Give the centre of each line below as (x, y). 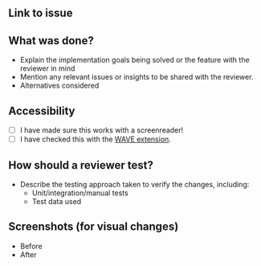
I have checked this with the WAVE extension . (95, 139)
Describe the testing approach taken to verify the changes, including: (135, 184)
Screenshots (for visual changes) (94, 227)
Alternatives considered (59, 86)
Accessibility (42, 110)
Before (31, 246)
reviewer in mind (47, 68)
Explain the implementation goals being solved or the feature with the (135, 60)
